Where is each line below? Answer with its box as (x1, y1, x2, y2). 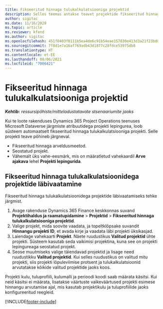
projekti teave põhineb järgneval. (5, 134, 70, 139)
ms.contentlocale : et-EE (5, 52, 55, 57)
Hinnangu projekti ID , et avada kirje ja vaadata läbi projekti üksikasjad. (12, 228, 154, 234)
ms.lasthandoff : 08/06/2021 (5, 57, 62, 62)
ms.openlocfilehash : (5, 39, 47, 44)
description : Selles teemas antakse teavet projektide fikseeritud (5, 12, 145, 17)
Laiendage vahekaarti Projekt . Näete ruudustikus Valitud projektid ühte (12, 233, 156, 239)
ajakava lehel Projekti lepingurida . (12, 158, 82, 164)
